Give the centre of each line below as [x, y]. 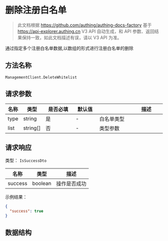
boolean [42, 183]
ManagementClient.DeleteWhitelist [41, 77]
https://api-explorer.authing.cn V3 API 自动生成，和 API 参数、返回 [86, 31]
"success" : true [26, 211]
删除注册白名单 [36, 10]
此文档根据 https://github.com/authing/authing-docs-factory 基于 [84, 25]
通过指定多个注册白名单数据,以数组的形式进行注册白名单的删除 [69, 48]
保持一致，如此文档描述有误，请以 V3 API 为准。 [72, 37]
